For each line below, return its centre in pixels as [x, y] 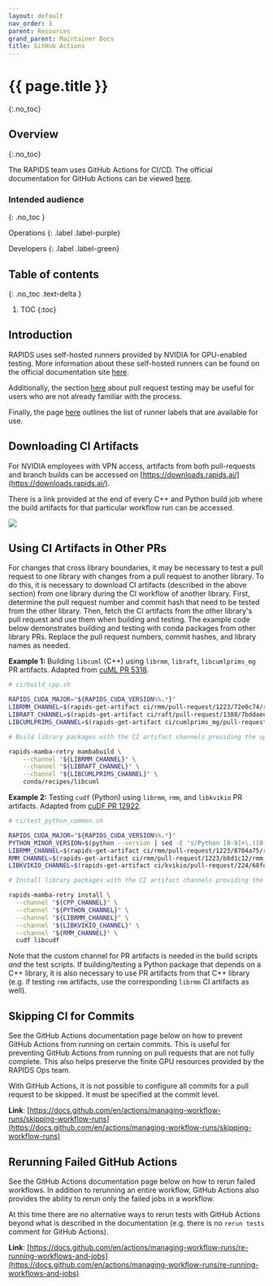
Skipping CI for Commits [71, 1016]
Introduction [41, 335]
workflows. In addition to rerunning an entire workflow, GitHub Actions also [134, 1190]
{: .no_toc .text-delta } [45, 293]
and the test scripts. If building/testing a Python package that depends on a [135, 965]
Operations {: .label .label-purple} [64, 233]
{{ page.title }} [58, 87]
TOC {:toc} [38, 309]
